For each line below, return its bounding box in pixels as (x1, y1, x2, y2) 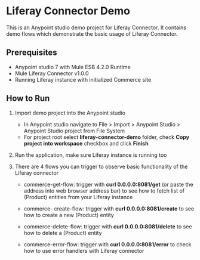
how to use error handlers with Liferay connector (23, 247, 144, 254)
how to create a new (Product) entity (23, 211, 115, 218)
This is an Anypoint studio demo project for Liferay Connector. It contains (6, 24, 187, 31)
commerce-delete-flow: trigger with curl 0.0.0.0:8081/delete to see (23, 222, 192, 230)
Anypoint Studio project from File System (23, 127, 125, 134)
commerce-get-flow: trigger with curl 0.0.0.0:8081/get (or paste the (23, 181, 193, 188)
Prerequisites (6, 48, 57, 58)
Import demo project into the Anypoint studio (14, 109, 125, 116)
